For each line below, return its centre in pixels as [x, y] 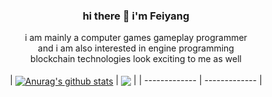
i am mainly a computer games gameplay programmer [136, 38]
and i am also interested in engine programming [136, 48]
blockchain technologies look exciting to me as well [136, 59]
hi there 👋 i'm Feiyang [136, 16]
